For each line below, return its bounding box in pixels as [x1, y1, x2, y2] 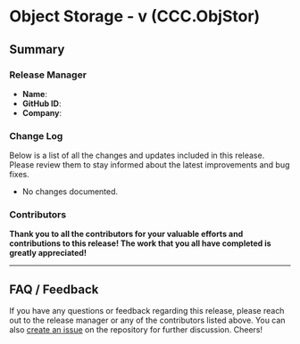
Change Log [9, 129, 63, 142]
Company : [21, 107, 62, 118]
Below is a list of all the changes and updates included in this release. [9, 150, 265, 161]
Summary [9, 42, 65, 57]
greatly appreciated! [9, 248, 87, 258]
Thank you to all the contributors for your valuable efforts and [9, 229, 244, 240]
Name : [21, 88, 47, 99]
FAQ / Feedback [9, 282, 99, 297]
